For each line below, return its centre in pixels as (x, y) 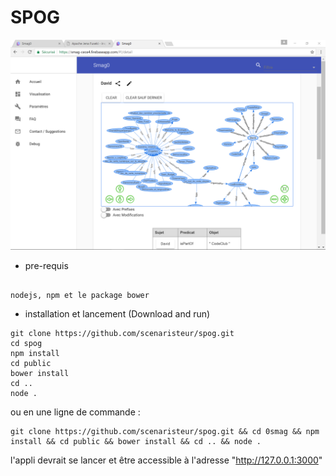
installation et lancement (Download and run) (117, 313)
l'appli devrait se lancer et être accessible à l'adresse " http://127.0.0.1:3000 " (166, 460)
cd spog (26, 343)
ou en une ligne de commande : (75, 412)
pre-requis (46, 265)
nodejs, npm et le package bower (80, 295)
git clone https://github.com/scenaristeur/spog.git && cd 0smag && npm (165, 431)
